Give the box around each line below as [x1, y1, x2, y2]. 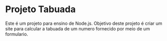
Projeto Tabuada [5, 4, 76, 15]
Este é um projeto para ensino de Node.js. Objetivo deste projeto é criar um [5, 20, 163, 26]
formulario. [5, 31, 28, 37]
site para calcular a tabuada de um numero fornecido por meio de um [5, 25, 150, 31]
